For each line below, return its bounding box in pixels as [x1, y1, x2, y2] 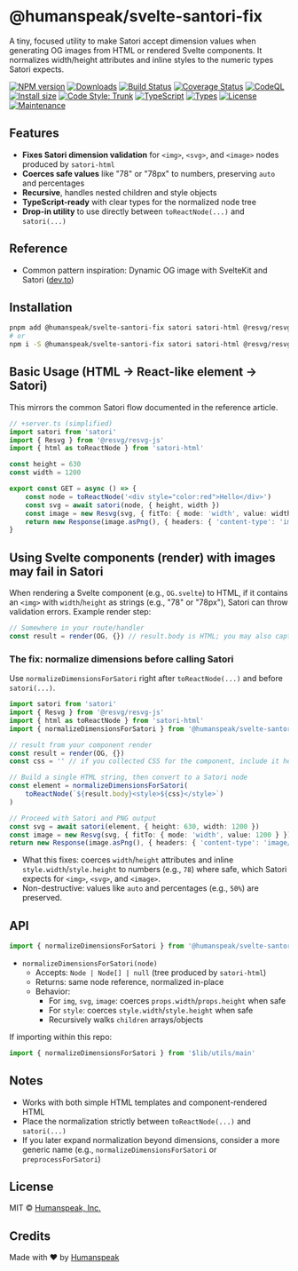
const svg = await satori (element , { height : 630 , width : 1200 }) [9, 822, 260, 831]
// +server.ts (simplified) [9, 419, 114, 428]
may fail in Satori [9, 564, 104, 579]
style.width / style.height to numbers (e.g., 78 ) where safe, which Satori [21, 864, 287, 875]
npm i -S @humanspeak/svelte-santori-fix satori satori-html [9, 340, 240, 349]
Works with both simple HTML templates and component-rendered [21, 1097, 268, 1108]
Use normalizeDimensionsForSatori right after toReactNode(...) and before [9, 673, 284, 684]
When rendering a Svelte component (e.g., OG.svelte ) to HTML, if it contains [9, 588, 288, 599]
